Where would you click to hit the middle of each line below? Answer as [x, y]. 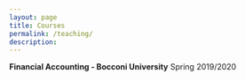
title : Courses [37, 26]
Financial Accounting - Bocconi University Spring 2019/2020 [123, 67]
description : [33, 42]
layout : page [33, 17]
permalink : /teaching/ [51, 33]
